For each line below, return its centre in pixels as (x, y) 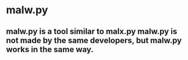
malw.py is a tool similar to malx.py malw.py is (92, 31)
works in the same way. (50, 49)
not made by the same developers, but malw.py (94, 40)
